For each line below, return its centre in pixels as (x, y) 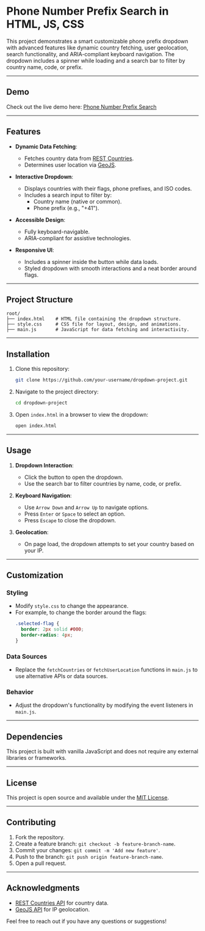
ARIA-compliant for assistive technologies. (77, 238)
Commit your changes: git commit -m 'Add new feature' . (88, 850)
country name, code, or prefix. (45, 67)
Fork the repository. (40, 837)
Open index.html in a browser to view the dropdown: (81, 414)
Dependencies (34, 736)
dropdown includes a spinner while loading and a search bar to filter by (96, 60)
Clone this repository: (42, 369)
